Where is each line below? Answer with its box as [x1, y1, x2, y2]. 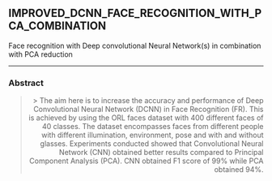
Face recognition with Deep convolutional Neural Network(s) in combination [8, 41, 261, 50]
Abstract [8, 77, 45, 88]
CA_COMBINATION [8, 19, 107, 33]
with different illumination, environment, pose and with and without [41, 130, 264, 140]
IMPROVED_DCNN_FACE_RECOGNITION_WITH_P [8, 6, 262, 20]
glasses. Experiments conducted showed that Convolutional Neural [40, 139, 264, 149]
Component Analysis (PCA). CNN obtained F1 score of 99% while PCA [29, 156, 264, 166]
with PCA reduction [8, 49, 73, 59]
